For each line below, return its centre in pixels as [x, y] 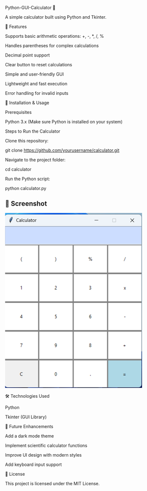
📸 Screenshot [26, 204]
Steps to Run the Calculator [33, 131]
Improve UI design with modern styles [43, 455]
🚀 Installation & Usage [27, 103]
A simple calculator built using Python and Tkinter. [56, 17]
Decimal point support [27, 55]
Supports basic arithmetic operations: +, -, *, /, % [55, 36]
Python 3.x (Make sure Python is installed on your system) [64, 122]
